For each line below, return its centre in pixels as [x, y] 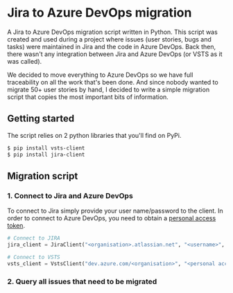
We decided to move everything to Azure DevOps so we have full [100, 75]
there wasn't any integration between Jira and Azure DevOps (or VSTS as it [115, 54]
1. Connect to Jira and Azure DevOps [70, 195]
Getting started [41, 119]
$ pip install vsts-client [46, 148]
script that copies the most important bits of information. [88, 97]
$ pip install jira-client [46, 154]
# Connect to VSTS [34, 257]
